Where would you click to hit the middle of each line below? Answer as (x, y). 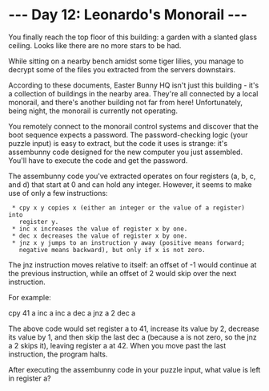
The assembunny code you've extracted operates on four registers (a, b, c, (132, 176)
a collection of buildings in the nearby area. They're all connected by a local (133, 93)
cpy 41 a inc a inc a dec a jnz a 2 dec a (72, 313)
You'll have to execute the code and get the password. (98, 160)
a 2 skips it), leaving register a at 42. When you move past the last (117, 345)
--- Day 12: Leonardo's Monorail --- (128, 15)
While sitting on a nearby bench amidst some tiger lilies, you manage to (126, 61)
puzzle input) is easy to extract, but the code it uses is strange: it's (118, 143)
